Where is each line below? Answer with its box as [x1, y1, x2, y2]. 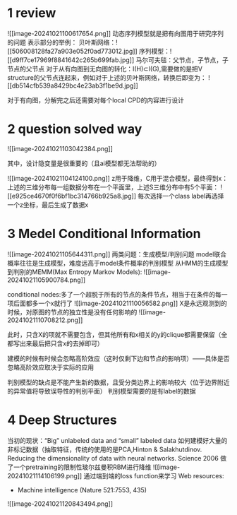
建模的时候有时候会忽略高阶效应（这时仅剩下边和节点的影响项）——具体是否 [7, 354, 230, 362]
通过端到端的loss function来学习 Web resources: [83, 471, 224, 480]
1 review [7, 5, 56, 21]
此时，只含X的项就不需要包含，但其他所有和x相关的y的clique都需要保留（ [7, 330, 221, 338]
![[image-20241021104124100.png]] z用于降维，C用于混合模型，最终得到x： [7, 174, 228, 182]
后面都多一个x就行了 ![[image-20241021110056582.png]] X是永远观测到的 [13, 299, 227, 307]
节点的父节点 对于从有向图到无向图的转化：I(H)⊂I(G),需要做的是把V [7, 64, 203, 73]
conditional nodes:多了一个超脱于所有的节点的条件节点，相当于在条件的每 [7, 290, 222, 298]
